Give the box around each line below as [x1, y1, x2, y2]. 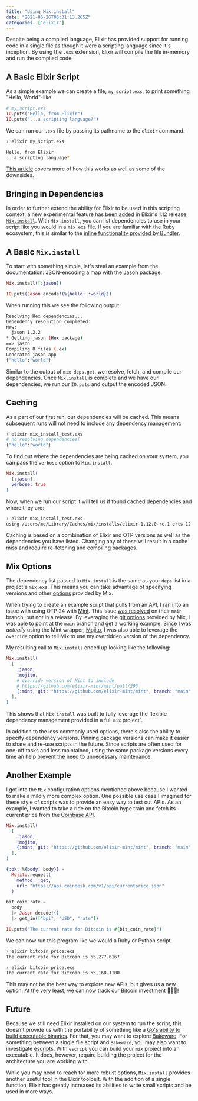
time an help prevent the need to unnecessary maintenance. [6, 753, 152, 761]
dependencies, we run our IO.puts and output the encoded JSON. [6, 380, 167, 388]
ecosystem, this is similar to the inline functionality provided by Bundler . [6, 230, 181, 237]
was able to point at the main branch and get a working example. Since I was [6, 620, 192, 627]
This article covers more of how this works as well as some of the [6, 165, 166, 172]
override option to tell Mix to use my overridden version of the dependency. [6, 633, 190, 640]
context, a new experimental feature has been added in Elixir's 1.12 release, [6, 211, 189, 218]
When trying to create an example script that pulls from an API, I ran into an [6, 601, 189, 609]
